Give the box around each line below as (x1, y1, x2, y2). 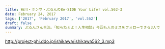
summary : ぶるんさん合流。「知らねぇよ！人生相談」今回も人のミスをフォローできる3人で (5, 25, 161, 30)
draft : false (5, 20, 32, 26)
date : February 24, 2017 (5, 12, 56, 16)
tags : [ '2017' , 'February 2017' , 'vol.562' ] (5, 16, 98, 21)
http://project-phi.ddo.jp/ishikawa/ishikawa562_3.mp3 (5, 38, 115, 44)
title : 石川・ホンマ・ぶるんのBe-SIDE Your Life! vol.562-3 (5, 7, 123, 12)
